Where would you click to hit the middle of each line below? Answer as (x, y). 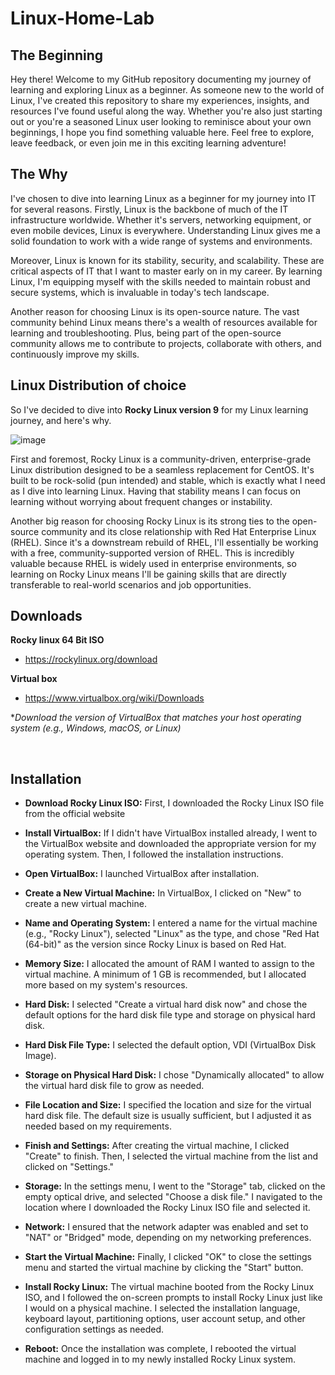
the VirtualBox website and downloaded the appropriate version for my (170, 844)
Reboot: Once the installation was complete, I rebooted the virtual (160, 1349)
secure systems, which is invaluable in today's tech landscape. (140, 292)
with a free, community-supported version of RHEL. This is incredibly (152, 553)
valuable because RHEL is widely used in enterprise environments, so (153, 563)
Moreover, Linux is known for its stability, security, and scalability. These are (167, 260)
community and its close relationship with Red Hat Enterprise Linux (179, 531)
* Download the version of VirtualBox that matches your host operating (156, 718)
